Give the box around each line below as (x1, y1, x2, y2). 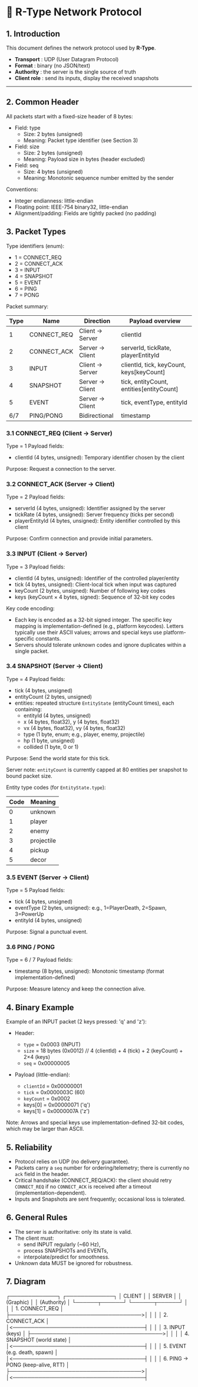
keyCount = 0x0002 (23, 1095, 71, 1102)
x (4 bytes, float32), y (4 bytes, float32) (23, 718, 120, 725)
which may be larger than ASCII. (6, 1125, 84, 1132)
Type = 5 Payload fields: (6, 887, 65, 894)
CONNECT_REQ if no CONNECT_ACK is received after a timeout (14, 1183, 151, 1190)
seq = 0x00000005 (23, 1060, 70, 1067)
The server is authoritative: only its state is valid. (14, 1228, 133, 1235)
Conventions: (6, 186, 38, 193)
